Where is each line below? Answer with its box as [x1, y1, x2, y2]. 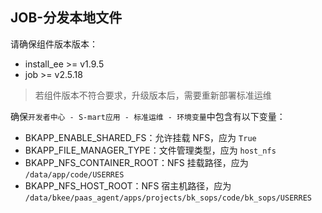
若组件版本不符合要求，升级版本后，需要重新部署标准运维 [34, 89, 272, 101]
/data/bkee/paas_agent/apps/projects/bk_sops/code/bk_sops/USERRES [24, 193, 312, 203]
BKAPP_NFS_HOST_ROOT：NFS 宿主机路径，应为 [24, 179, 232, 192]
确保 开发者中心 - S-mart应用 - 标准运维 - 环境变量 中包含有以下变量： [10, 110, 286, 122]
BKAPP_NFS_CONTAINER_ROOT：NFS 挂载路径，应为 [24, 156, 249, 168]
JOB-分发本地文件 [10, 9, 123, 27]
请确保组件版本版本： [10, 38, 98, 50]
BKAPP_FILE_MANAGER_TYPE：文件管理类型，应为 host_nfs [24, 144, 277, 156]
